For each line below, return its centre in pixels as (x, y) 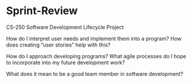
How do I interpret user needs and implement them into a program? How (94, 38)
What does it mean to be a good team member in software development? (95, 74)
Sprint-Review (42, 11)
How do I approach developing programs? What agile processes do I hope (96, 56)
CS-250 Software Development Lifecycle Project (65, 27)
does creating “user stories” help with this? (58, 45)
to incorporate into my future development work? (66, 62)
